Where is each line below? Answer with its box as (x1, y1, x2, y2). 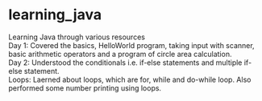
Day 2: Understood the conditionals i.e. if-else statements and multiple (8, 58, 243, 67)
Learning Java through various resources (8, 32, 145, 42)
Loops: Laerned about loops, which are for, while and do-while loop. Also (8, 75, 252, 84)
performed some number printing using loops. (8, 83, 162, 93)
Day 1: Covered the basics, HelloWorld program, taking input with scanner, (8, 40, 256, 50)
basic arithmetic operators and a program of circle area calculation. (8, 49, 232, 59)
